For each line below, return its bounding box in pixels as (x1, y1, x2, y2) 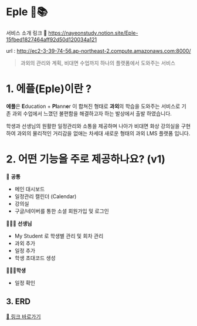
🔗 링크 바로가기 (6, 313, 41, 320)
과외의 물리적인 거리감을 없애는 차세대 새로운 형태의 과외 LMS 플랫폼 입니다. (16, 130, 191, 137)
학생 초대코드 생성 (14, 254, 56, 262)
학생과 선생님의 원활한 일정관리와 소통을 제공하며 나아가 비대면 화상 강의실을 (6, 122, 180, 130)
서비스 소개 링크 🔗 (6, 29, 47, 36)
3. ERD (6, 297, 31, 307)
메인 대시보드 (14, 185, 45, 192)
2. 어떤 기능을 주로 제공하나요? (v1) (6, 152, 166, 166)
